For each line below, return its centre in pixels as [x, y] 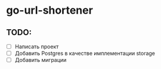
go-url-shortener [50, 10]
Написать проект [37, 46]
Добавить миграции [41, 60]
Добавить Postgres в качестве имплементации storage [85, 54]
